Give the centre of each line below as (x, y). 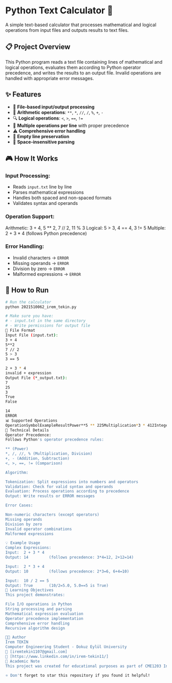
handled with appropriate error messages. (50, 78)
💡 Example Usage (23, 543)
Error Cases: (19, 505)
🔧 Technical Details (27, 430)
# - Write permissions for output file (48, 326)
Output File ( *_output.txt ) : (36, 378)
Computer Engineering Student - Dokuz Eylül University (66, 647)
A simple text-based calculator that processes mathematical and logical (81, 25)
